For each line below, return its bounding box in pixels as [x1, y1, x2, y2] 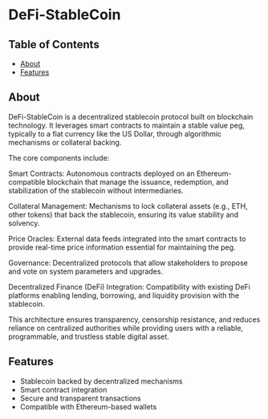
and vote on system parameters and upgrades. [8, 266, 163, 276]
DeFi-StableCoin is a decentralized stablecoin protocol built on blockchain [8, 112, 254, 121]
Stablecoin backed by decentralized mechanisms [19, 376, 183, 386]
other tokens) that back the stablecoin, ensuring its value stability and [8, 209, 239, 219]
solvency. [8, 218, 40, 228]
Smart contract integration [19, 384, 108, 394]
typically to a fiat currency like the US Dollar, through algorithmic [8, 128, 222, 138]
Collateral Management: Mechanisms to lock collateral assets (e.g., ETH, [8, 201, 249, 210]
